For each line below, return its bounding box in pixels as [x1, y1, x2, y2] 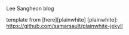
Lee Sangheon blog [6, 5, 54, 12]
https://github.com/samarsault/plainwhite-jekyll [6, 23, 123, 29]
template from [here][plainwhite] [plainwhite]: [6, 16, 118, 23]
